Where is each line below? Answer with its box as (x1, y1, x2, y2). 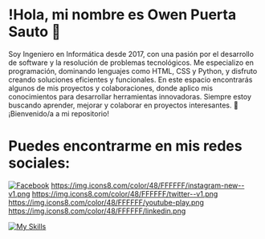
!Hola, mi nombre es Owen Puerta (8, 6, 237, 24)
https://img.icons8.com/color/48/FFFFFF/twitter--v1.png (31, 188, 218, 198)
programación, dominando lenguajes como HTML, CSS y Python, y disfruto (8, 66, 258, 75)
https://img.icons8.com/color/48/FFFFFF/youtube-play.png (8, 197, 205, 207)
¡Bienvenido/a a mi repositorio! (8, 108, 110, 118)
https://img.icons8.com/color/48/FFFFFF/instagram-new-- (51, 180, 245, 190)
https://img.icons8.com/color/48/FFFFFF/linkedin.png (8, 206, 186, 216)
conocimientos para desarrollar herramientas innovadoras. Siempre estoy (8, 91, 251, 101)
